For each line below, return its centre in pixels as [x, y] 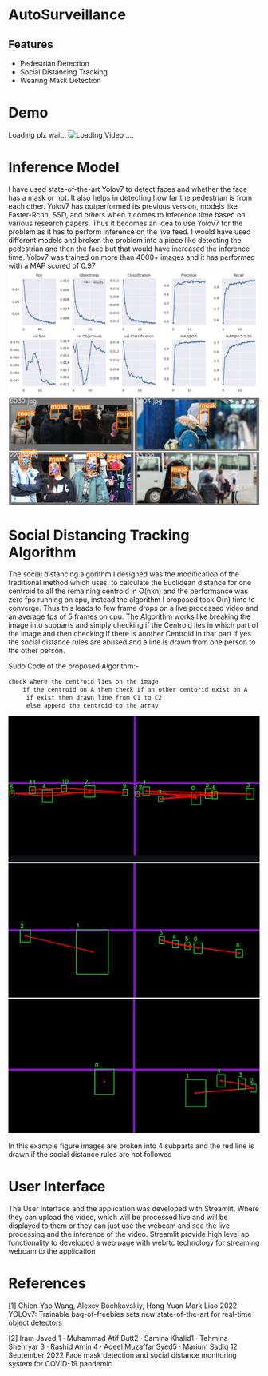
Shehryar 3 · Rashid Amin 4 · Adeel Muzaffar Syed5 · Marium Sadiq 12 [123, 1347]
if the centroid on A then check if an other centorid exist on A [135, 690]
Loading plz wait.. [37, 134]
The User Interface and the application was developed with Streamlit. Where [134, 1209]
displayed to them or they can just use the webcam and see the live [119, 1226]
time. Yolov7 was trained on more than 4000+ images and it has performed [132, 257]
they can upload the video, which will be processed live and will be [118, 1218]
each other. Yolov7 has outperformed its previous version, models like [123, 206]
